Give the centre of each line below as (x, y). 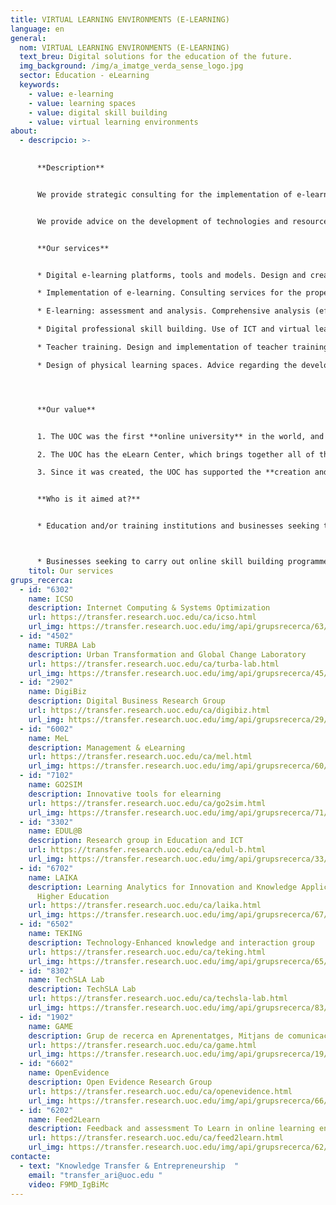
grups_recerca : (42, 580)
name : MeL (49, 738)
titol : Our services (71, 571)
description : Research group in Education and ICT (136, 841)
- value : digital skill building (98, 112)
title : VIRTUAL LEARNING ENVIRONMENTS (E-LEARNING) (120, 19)
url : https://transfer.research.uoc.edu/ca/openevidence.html (160, 1091)
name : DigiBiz (57, 692)
